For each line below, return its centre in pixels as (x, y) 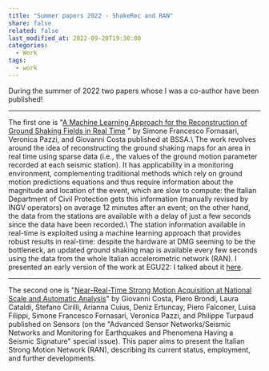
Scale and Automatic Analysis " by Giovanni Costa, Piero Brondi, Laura (123, 298)
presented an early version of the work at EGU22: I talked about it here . (126, 267)
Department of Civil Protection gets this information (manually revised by (128, 199)
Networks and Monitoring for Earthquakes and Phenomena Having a (121, 333)
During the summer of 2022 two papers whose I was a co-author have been (134, 91)
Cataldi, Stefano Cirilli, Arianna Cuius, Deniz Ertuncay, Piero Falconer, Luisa (132, 307)
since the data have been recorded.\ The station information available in (127, 224)
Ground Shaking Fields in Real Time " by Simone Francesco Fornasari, (124, 131)
